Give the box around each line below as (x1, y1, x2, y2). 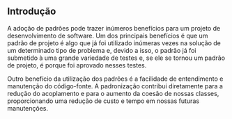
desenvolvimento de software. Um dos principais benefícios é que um (7, 31, 208, 40)
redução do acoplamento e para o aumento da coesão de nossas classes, (7, 89, 219, 97)
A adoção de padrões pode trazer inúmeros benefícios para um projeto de (7, 24, 221, 32)
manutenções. (7, 104, 49, 112)
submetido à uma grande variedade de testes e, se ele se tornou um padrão (7, 54, 225, 62)
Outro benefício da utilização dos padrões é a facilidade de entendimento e (7, 74, 224, 83)
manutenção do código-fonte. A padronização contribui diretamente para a (7, 81, 223, 90)
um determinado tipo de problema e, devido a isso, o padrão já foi (7, 46, 196, 54)
